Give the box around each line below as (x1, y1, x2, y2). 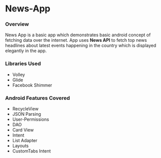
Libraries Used (5, 60, 41, 67)
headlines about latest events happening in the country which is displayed (5, 43, 157, 49)
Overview (5, 21, 29, 28)
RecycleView (12, 106, 39, 112)
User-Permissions (12, 116, 50, 122)
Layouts (12, 143, 29, 149)
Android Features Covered (5, 94, 70, 101)
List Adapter (12, 138, 38, 144)
